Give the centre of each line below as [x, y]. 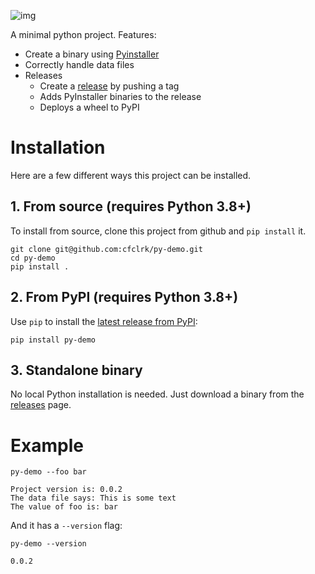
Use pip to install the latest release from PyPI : [104, 321]
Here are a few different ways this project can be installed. [131, 175]
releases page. [41, 405]
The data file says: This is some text [93, 498]
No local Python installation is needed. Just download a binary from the [157, 394]
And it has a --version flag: [66, 526]
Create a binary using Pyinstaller [92, 54]
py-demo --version [48, 544]
